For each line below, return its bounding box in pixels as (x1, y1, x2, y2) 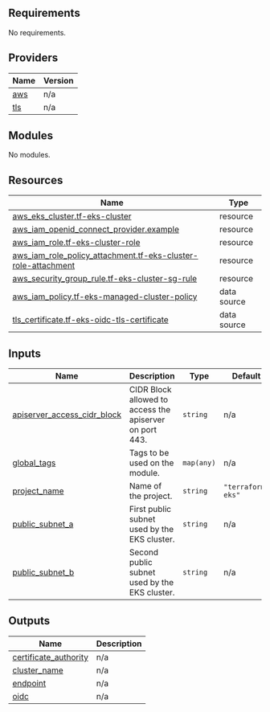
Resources (8, 173, 63, 187)
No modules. (8, 150, 51, 160)
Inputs (8, 346, 42, 360)
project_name (12, 485, 64, 497)
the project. (129, 490, 173, 501)
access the (129, 404, 171, 415)
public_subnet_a (12, 518, 74, 530)
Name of (129, 481, 162, 492)
